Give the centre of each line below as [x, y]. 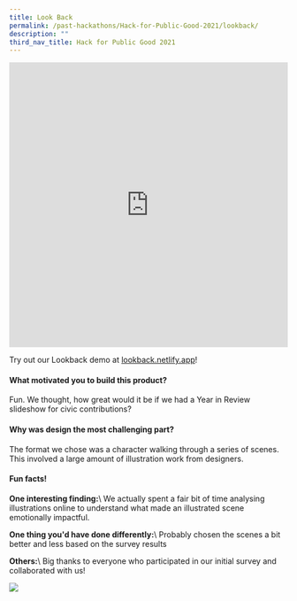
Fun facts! [28, 479]
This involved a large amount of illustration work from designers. [126, 458]
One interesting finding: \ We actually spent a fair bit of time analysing [137, 498]
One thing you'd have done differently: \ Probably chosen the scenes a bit [145, 534]
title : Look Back [41, 17]
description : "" [39, 34]
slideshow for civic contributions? [71, 409]
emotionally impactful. [49, 517]
